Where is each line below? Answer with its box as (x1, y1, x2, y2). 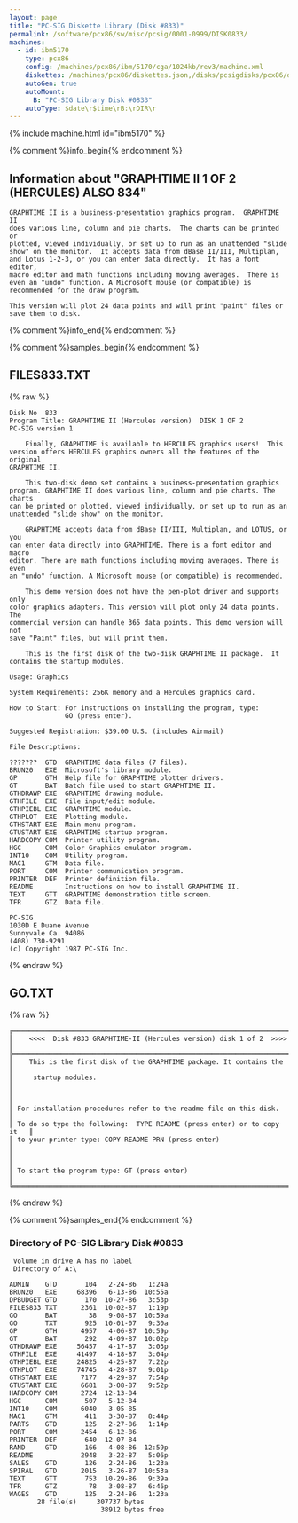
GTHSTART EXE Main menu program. (9, 820, 137, 829)
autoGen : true (25, 79, 77, 88)
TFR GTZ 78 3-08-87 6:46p (9, 1481, 169, 1491)
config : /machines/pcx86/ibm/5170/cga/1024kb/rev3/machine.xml (25, 63, 264, 72)
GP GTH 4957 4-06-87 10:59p (9, 1326, 169, 1336)
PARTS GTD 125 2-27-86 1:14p (9, 1419, 169, 1429)
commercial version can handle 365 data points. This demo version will (9, 618, 284, 627)
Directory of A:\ (12, 1264, 77, 1274)
